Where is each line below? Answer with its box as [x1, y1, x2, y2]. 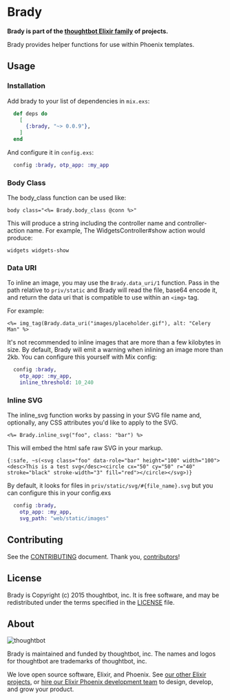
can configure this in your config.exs [7, 489, 112, 497]
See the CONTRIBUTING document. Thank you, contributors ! [7, 552, 180, 561]
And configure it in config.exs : [7, 148, 94, 156]
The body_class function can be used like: [7, 194, 127, 202]
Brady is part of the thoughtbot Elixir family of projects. [7, 27, 169, 35]
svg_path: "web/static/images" [19, 515, 109, 522]
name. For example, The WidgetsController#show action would [26, 226, 205, 235]
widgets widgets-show [7, 247, 70, 254]
